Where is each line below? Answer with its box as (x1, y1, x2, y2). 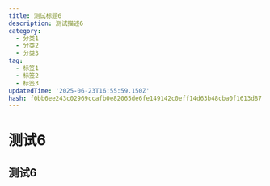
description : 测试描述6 (8, 19, 83, 27)
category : (8, 27, 42, 35)
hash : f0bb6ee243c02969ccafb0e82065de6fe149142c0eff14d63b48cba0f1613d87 (8, 94, 263, 102)
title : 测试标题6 (8, 11, 62, 20)
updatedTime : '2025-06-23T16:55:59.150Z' (8, 86, 150, 95)
